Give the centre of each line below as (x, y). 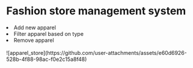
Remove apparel (34, 40)
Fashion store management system (96, 11)
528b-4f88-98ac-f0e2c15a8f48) (47, 59)
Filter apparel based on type (49, 33)
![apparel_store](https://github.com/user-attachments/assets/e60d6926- (97, 52)
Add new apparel (35, 27)
